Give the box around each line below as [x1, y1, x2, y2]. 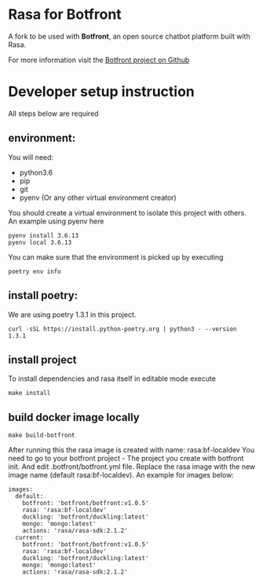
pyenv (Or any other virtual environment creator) [19, 193, 177, 202]
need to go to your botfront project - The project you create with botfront [8, 454, 244, 463]
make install [8, 389, 51, 397]
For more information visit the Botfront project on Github [8, 55, 190, 65]
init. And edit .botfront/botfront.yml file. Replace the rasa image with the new [8, 462, 256, 471]
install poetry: [8, 289, 79, 302]
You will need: [8, 152, 53, 162]
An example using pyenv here [8, 216, 104, 226]
